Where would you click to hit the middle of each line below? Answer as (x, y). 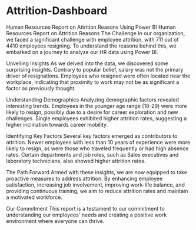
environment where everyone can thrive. (55, 221)
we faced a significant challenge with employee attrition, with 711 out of (93, 39)
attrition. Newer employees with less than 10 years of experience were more (98, 142)
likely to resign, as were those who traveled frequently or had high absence (97, 148)
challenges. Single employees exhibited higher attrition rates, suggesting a (97, 118)
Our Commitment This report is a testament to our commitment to (85, 208)
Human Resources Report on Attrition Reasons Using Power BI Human (91, 27)
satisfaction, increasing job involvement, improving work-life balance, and (96, 185)
